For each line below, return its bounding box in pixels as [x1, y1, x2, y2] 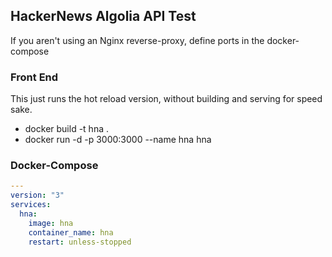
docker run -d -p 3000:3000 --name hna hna [24, 134, 212, 146]
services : [10, 200, 52, 210]
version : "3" [10, 190, 65, 201]
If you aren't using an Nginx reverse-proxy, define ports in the [10, 34, 265, 46]
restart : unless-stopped [28, 237, 132, 247]
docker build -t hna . [24, 123, 109, 135]
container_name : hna [28, 227, 114, 238]
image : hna [28, 218, 74, 228]
